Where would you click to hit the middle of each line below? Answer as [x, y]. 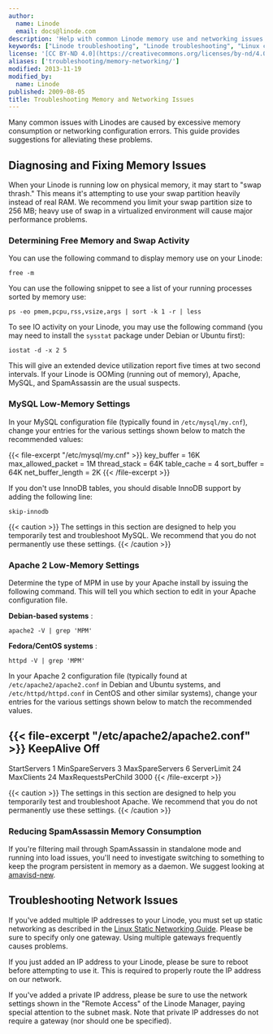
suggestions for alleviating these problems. [80, 140]
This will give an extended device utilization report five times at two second [134, 366]
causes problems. [38, 946]
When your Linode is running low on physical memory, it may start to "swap [135, 185]
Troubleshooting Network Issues [93, 900]
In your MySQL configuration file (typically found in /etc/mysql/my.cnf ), [128, 422]
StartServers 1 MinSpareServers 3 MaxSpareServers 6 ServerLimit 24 [125, 768]
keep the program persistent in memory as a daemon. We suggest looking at [136, 866]
